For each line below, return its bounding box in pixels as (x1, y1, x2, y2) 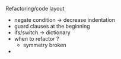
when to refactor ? (14, 35, 59, 42)
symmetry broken (23, 41, 66, 48)
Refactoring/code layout (5, 5, 65, 12)
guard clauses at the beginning (14, 23, 90, 29)
